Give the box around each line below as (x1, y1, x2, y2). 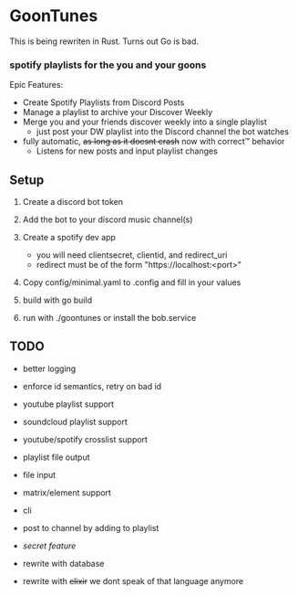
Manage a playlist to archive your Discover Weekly (22, 107, 213, 118)
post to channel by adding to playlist (22, 522, 159, 533)
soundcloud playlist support (22, 416, 128, 427)
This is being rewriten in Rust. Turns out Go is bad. (9, 36, 199, 47)
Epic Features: (9, 80, 64, 90)
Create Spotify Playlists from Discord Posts (22, 97, 185, 108)
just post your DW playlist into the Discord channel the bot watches (36, 126, 290, 137)
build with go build (22, 294, 93, 306)
